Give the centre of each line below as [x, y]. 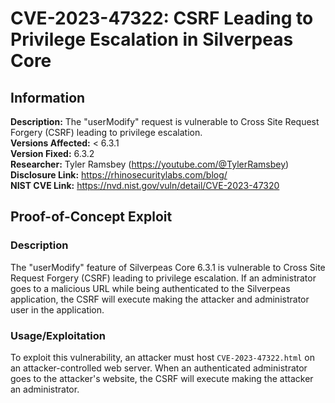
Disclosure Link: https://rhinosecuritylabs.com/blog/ [119, 175]
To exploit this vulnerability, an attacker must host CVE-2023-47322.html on [162, 357]
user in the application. [57, 309]
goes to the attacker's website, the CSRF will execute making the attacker [162, 378]
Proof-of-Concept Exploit [91, 217]
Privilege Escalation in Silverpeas [152, 39]
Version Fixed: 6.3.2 [52, 153]
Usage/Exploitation [58, 335]
